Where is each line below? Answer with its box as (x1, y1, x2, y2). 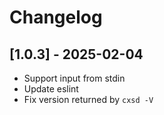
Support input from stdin (23, 72, 126, 84)
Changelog (9, 6, 103, 29)
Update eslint (23, 83, 79, 95)
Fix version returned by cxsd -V (23, 94, 154, 105)
